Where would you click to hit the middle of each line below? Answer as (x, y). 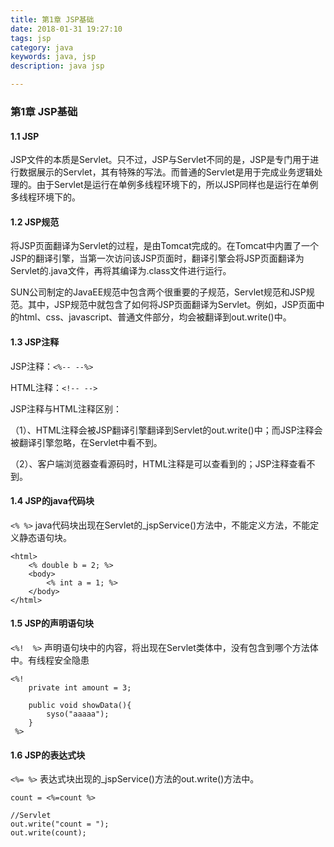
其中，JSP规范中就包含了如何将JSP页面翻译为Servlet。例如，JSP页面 (172, 305)
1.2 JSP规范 (35, 222)
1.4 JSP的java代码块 (52, 501)
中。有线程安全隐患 (50, 660)
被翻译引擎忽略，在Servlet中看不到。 (86, 442)
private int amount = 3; (80, 687)
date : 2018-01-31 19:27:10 (66, 29)
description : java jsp (57, 66)
